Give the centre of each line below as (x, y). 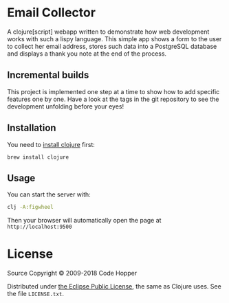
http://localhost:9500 (40, 227)
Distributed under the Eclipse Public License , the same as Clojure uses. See (114, 287)
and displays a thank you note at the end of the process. (87, 54)
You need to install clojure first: (51, 144)
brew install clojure (38, 157)
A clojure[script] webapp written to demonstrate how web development (108, 32)
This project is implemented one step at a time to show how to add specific (113, 91)
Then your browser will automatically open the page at (84, 221)
